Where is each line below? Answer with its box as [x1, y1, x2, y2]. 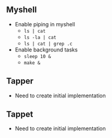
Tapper [6, 76, 34, 86]
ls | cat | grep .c [23, 41, 73, 47]
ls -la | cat [23, 34, 57, 41]
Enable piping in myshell [14, 20, 75, 27]
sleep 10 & [23, 53, 52, 59]
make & [23, 60, 41, 66]
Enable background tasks [14, 46, 78, 53]
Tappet [6, 109, 34, 119]
